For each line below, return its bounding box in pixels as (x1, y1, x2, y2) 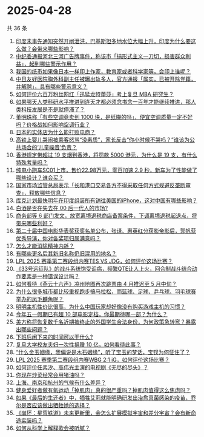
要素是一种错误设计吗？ (21, 273, 80, 280)
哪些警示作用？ (39, 60, 77, 67)
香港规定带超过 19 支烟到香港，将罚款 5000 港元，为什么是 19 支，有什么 (15, 151, 197, 158)
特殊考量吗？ (15, 158, 48, 166)
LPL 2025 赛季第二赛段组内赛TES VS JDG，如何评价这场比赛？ (15, 257, 173, 265)
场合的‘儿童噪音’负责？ (21, 143, 77, 151)
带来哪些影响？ (36, 45, 74, 52)
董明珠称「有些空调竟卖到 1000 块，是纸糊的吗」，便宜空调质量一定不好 (15, 113, 193, 120)
